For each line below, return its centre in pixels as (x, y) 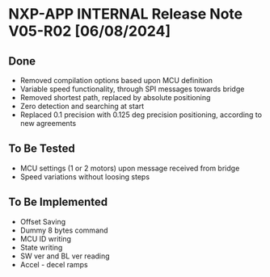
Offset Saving (43, 221)
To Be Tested (42, 149)
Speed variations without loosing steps (85, 176)
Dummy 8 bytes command (64, 230)
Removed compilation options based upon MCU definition (116, 80)
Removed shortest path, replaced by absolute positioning (115, 97)
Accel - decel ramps (54, 264)
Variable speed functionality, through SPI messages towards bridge (132, 89)
